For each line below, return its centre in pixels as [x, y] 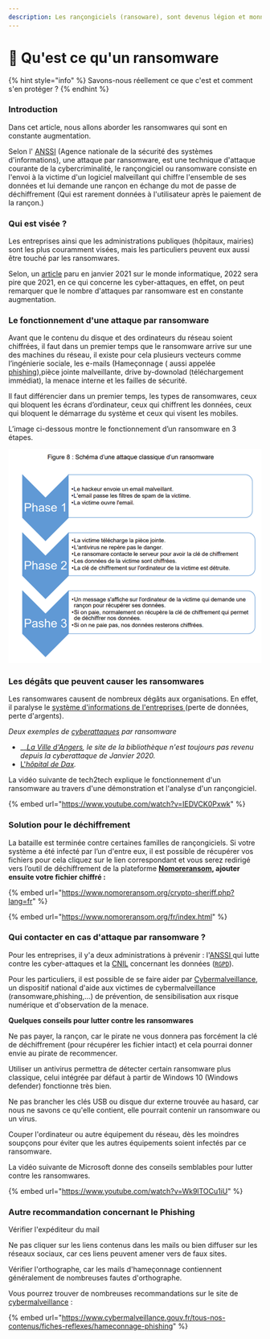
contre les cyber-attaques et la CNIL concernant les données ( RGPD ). [121, 964]
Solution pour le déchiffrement [70, 825]
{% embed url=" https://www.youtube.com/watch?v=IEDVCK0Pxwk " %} [127, 804]
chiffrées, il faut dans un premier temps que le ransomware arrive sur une [130, 346]
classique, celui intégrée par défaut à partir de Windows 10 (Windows [123, 1077]
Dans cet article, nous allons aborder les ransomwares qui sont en [118, 127]
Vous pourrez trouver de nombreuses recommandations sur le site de [123, 1294]
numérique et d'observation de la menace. [78, 1005]
